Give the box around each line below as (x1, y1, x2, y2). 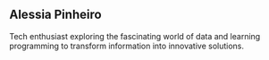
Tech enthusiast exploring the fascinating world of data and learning (9, 30, 261, 41)
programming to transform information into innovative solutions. (9, 40, 244, 51)
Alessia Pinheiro (9, 7, 102, 22)
